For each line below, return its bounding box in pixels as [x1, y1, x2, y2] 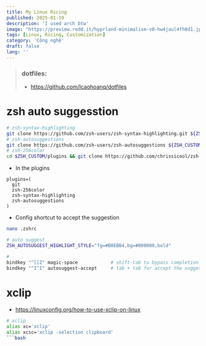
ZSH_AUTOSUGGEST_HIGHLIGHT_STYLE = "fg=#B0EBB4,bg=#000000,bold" [6, 242, 172, 248]
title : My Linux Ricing [6, 9, 67, 15]
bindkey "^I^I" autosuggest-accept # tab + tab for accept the [6, 265, 183, 271]
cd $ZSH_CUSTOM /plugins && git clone [6, 153, 103, 160]
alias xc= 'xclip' [6, 323, 51, 330]
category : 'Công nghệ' [6, 37, 64, 44]
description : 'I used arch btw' [6, 20, 89, 26]
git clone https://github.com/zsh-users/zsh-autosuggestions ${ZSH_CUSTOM [6, 142, 202, 148]
